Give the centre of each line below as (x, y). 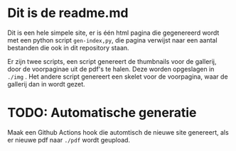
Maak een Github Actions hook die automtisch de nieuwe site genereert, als (118, 132)
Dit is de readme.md (68, 13)
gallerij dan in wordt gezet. (46, 84)
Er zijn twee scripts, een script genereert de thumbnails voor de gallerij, (112, 61)
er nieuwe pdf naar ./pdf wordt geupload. (69, 140)
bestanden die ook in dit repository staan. (68, 47)
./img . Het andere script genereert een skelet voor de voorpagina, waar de (118, 77)
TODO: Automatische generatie (102, 113)
